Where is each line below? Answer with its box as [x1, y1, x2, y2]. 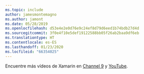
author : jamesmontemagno [5, 12, 57, 17]
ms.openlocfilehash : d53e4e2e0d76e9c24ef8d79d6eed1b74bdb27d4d [5, 26, 140, 31]
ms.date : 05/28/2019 [5, 21, 48, 26]
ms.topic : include [5, 7, 43, 12]
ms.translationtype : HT [5, 35, 55, 40]
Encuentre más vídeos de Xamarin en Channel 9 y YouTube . [5, 63, 128, 69]
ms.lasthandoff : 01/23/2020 [5, 44, 64, 49]
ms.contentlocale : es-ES [5, 40, 57, 45]
